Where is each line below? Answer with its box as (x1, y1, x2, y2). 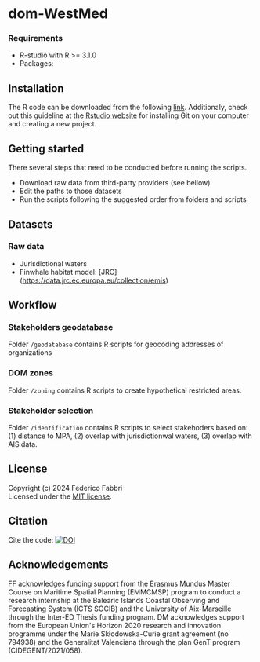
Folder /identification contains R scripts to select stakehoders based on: (8, 423, 248, 433)
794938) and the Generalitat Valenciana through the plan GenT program (8, 637, 240, 646)
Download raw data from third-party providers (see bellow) (19, 178, 211, 188)
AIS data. (8, 440, 38, 449)
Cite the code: (8, 535, 54, 544)
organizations (8, 348, 52, 357)
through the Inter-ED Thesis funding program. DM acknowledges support (8, 612, 245, 621)
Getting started (8, 142, 85, 155)
